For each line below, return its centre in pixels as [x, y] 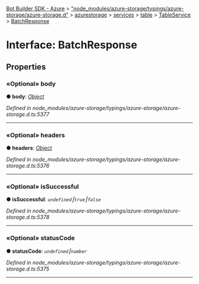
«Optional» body [31, 83]
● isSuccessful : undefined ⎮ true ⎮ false [54, 199]
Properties [26, 67]
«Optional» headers [36, 135]
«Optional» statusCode [41, 238]
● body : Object [25, 96]
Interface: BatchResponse [72, 45]
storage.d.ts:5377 [28, 114]
